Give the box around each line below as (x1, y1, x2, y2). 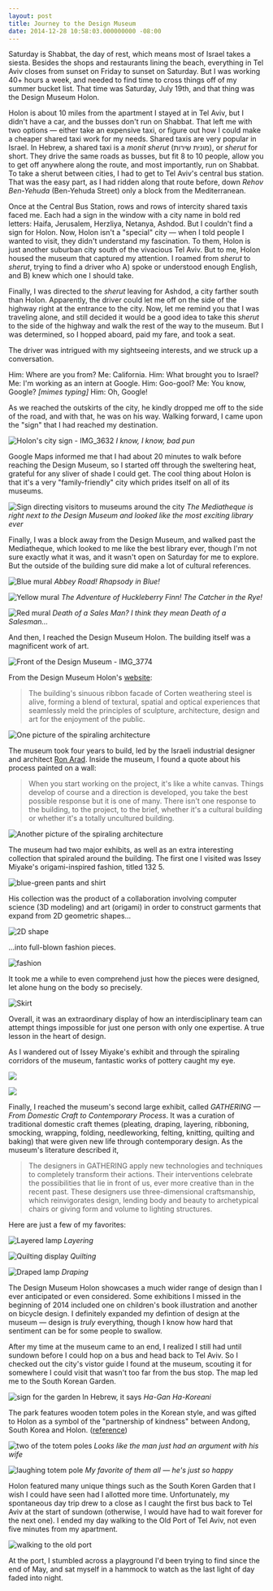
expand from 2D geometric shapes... (8, 911, 132, 921)
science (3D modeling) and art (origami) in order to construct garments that (8, 902, 262, 912)
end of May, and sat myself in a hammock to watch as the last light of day (8, 1564, 255, 1574)
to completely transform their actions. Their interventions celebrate (28, 1170, 253, 1180)
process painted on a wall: (8, 763, 97, 773)
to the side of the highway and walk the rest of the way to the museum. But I (8, 321, 264, 331)
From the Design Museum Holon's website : (8, 672, 153, 683)
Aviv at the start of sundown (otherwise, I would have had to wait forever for (8, 1507, 263, 1517)
